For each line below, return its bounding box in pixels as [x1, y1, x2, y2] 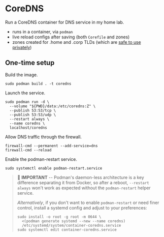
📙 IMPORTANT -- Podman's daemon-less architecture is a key [17, 174, 144, 180]
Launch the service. [5, 89, 45, 96]
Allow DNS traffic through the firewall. [5, 134, 82, 140]
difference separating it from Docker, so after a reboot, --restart [17, 179, 149, 185]
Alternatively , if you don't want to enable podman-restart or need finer [17, 200, 159, 206]
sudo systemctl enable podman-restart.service [5, 166, 102, 171]
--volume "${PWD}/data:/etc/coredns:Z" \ [9, 104, 96, 109]
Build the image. [5, 72, 38, 78]
